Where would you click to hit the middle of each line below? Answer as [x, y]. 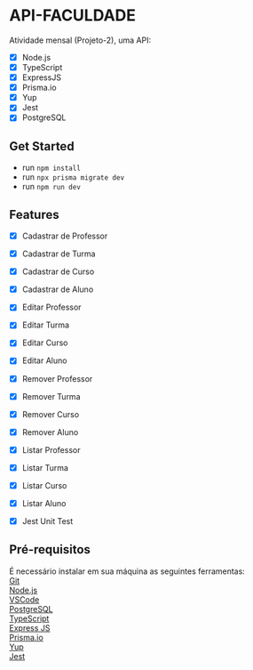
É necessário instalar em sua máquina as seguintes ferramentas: [127, 571]
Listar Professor [51, 449]
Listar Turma [45, 467]
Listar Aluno [44, 503]
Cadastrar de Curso [58, 271]
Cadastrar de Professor [65, 236]
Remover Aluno [50, 432]
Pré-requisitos [50, 549]
